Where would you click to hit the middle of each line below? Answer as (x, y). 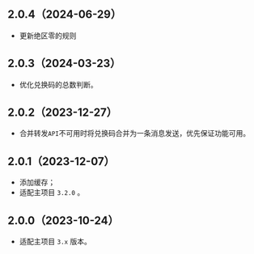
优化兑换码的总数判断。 (58, 84)
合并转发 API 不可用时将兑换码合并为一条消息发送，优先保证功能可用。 (135, 133)
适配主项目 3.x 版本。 (55, 242)
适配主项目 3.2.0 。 (52, 193)
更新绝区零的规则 (48, 36)
